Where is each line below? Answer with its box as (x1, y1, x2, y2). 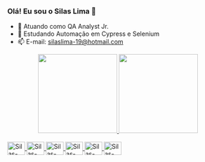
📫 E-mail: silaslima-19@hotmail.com (17, 38, 124, 46)
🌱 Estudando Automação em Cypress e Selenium (17, 29, 160, 38)
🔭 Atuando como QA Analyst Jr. (17, 22, 109, 31)
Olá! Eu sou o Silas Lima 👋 (7, 6, 96, 16)
